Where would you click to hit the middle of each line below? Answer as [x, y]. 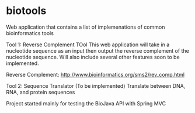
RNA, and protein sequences [41, 92]
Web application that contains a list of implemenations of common [86, 27]
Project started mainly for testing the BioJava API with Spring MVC [86, 103]
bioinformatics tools [30, 33]
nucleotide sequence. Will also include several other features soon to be [93, 57]
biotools [26, 11]
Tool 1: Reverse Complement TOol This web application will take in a [88, 44]
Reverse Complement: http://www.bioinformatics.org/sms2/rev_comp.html [95, 74]
